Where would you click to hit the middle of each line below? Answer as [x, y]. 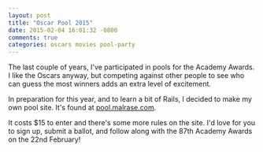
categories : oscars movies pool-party [72, 45]
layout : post [30, 15]
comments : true [33, 37]
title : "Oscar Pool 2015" [50, 23]
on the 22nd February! [44, 139]
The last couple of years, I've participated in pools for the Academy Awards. [131, 67]
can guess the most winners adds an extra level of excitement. [109, 84]
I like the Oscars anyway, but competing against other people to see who [126, 76]
